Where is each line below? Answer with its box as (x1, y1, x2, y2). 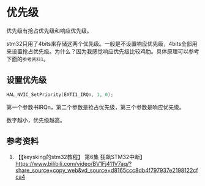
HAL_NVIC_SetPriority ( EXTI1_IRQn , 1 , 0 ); (6, 91, 114, 98)
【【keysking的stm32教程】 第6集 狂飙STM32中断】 (15, 154, 146, 161)
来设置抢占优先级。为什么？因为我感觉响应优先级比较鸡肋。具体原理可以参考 (6, 47, 199, 55)
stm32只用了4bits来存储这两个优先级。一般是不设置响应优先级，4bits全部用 (6, 40, 198, 47)
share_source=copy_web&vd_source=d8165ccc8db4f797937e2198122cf (15, 166, 198, 174)
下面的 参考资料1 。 (6, 55, 49, 62)
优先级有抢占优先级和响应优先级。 (6, 27, 92, 34)
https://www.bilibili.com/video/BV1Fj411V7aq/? (15, 160, 132, 168)
